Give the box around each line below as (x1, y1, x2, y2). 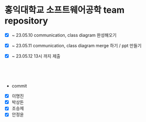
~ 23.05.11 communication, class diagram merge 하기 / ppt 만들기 (11, 43, 142, 48)
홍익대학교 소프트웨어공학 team (4, 4, 125, 16)
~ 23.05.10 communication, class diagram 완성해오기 (11, 32, 117, 38)
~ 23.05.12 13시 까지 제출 (11, 53, 61, 59)
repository (4, 15, 49, 27)
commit (11, 83, 27, 89)
